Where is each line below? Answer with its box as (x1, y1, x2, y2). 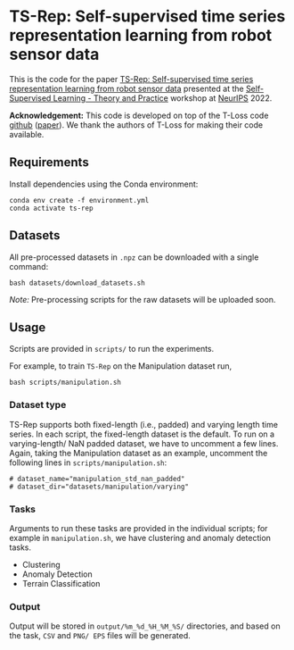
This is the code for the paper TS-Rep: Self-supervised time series (9, 73, 254, 84)
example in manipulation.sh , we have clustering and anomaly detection (9, 532, 272, 543)
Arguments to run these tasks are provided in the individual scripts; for (9, 522, 268, 533)
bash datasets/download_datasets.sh (9, 279, 145, 287)
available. (9, 129, 45, 139)
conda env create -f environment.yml (9, 196, 150, 204)
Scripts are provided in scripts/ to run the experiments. (9, 344, 215, 354)
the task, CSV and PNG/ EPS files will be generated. (9, 630, 192, 641)
